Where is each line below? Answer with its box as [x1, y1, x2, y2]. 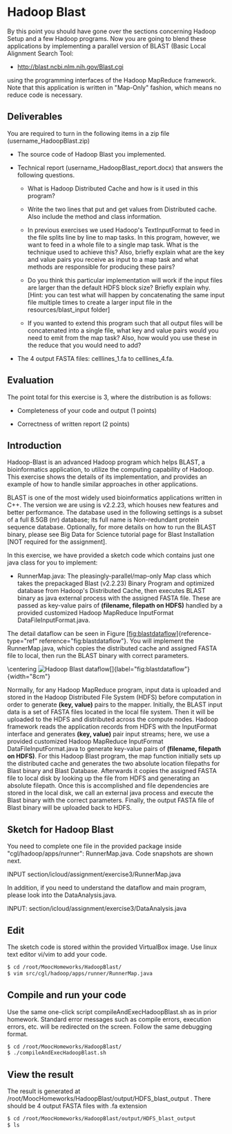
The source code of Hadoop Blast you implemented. [17, 150, 166, 158]
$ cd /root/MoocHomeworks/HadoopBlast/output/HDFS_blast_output [7, 1115, 196, 1122]
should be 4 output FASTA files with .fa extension [7, 1102, 147, 1110]
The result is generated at [7, 1087, 81, 1095]
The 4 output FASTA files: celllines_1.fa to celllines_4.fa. [17, 354, 174, 362]
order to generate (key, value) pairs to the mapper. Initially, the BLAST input [7, 700, 223, 709]
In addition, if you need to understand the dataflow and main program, [7, 884, 207, 892]
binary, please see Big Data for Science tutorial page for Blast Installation [7, 531, 215, 539]
